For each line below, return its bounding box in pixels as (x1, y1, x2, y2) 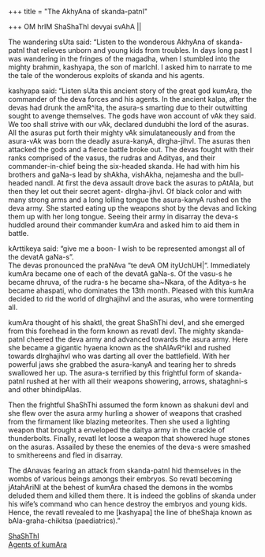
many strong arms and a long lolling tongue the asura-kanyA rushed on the (8, 195, 252, 204)
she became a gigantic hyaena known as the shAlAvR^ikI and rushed (8, 343, 231, 352)
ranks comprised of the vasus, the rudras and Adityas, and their (8, 153, 215, 163)
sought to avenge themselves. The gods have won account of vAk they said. (8, 111, 256, 121)
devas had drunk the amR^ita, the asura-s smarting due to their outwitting (8, 103, 248, 112)
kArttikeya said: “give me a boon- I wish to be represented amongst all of (8, 244, 245, 253)
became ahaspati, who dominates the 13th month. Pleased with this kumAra (8, 286, 255, 295)
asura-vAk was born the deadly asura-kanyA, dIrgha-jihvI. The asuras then (8, 136, 251, 145)
